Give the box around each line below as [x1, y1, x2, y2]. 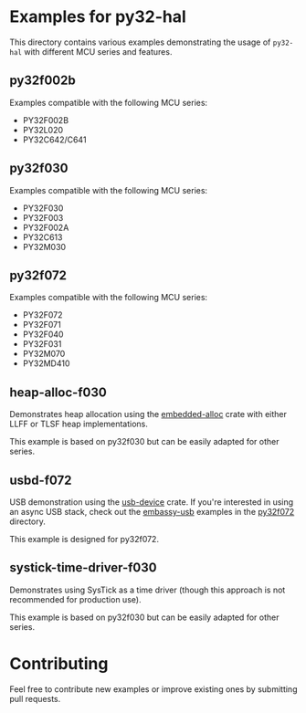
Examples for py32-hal [9, 6, 187, 27]
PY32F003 [22, 212, 64, 223]
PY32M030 [22, 241, 67, 252]
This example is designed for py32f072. [9, 534, 160, 544]
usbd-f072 [9, 472, 72, 488]
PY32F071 [22, 320, 61, 330]
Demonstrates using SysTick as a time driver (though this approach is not [9, 584, 286, 595]
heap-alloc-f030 [9, 384, 107, 400]
